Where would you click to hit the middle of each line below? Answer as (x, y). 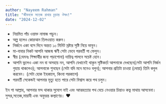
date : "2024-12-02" (26, 19)
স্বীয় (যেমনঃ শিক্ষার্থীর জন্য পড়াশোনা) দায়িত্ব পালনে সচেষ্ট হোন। (57, 57)
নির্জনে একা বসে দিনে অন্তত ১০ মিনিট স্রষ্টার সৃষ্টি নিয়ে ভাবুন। (55, 45)
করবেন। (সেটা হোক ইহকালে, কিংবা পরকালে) (45, 74)
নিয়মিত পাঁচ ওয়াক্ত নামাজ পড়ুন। (36, 34)
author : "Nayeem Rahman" (31, 10)
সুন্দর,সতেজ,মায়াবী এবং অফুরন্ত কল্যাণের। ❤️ (38, 96)
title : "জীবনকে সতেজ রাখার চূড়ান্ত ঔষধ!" (39, 15)
